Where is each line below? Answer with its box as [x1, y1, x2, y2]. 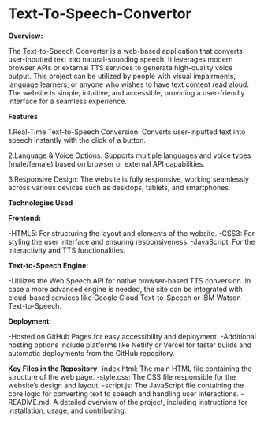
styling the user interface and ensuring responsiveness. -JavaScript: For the [8, 237, 255, 246]
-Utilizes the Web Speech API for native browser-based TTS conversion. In [8, 275, 251, 285]
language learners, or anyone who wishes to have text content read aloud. [8, 80, 250, 89]
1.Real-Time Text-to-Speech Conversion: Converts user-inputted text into [8, 127, 246, 137]
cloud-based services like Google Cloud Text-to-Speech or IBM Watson [8, 293, 242, 302]
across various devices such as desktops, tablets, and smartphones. [8, 182, 231, 192]
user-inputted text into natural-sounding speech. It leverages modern [8, 54, 233, 64]
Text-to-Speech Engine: [8, 260, 89, 270]
